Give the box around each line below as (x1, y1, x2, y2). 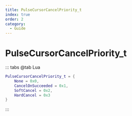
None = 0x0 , (14, 78, 39, 83)
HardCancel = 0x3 (14, 92, 51, 98)
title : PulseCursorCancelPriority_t (5, 7, 82, 13)
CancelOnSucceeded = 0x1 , (14, 83, 69, 88)
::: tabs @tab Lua (5, 64, 41, 70)
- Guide (10, 26, 26, 31)
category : (5, 21, 26, 27)
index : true (5, 12, 30, 17)
